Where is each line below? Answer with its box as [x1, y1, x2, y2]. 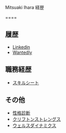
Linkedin [12, 44, 30, 50]
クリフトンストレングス [12, 116, 61, 122]
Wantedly [12, 49, 32, 55]
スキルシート [12, 80, 39, 86]
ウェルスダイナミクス [12, 122, 56, 128]
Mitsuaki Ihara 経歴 [5, 5, 44, 10]
